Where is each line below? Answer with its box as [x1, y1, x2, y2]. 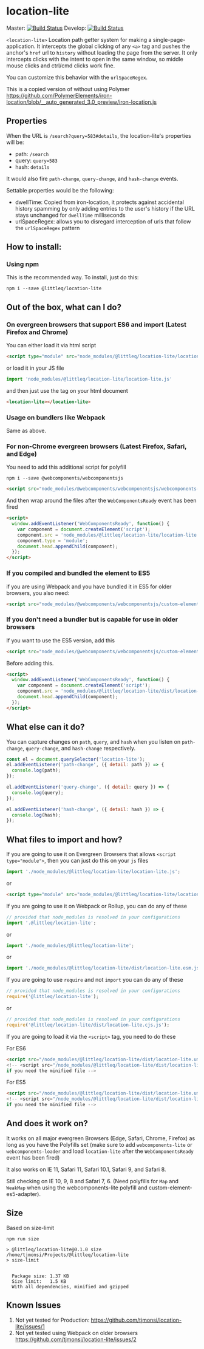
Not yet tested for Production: [15, 1316, 90, 1324]
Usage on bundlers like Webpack [6, 413, 106, 421]
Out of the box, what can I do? [6, 302, 121, 312]
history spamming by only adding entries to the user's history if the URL [15, 205, 195, 212]
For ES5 [6, 1079, 26, 1086]
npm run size [6, 1235, 39, 1242]
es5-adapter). [6, 1190, 41, 1197]
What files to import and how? [6, 834, 123, 844]
